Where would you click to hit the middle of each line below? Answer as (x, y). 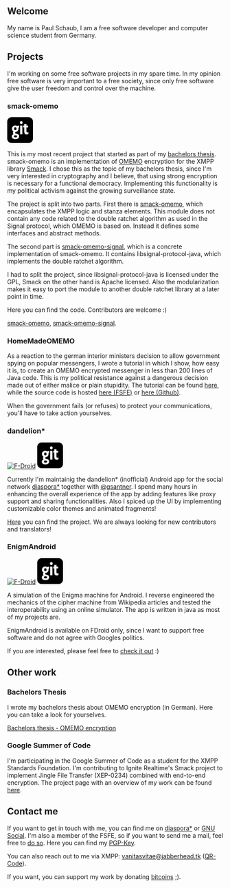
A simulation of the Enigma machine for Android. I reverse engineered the (111, 595)
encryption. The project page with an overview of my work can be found (110, 782)
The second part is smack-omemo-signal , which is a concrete (95, 246)
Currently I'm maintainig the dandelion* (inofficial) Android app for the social (115, 479)
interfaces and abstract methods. (54, 233)
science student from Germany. (52, 35)
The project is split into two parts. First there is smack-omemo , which (105, 204)
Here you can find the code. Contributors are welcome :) (87, 310)
